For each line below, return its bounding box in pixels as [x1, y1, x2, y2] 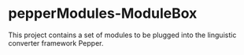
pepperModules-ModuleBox [8, 5, 198, 22]
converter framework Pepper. [8, 38, 104, 47]
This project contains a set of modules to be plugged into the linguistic [8, 30, 237, 40]
